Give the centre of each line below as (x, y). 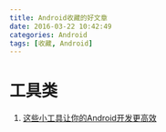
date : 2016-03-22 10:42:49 (61, 26)
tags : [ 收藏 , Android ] (51, 43)
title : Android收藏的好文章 (58, 18)
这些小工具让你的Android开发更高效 (89, 118)
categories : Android (49, 35)
